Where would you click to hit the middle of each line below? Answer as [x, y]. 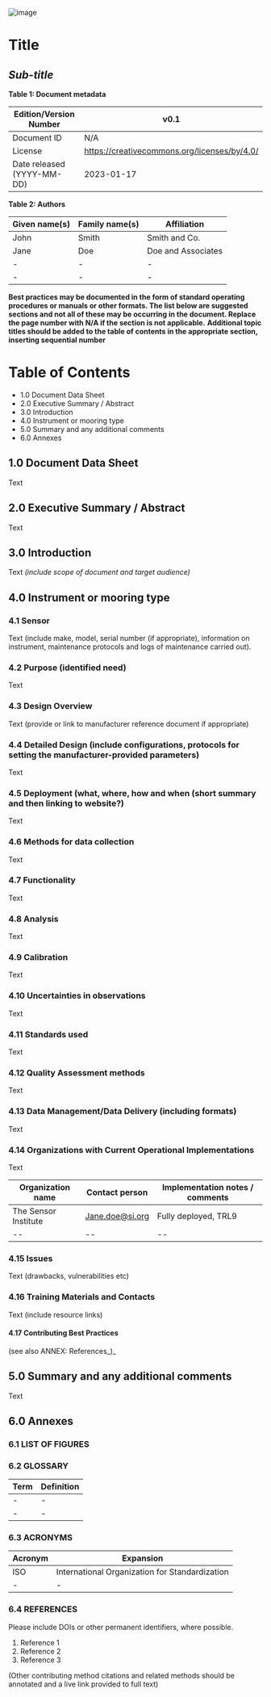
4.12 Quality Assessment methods [77, 1072]
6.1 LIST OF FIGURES [49, 1443]
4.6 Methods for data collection [71, 842]
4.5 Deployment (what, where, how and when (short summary [132, 793]
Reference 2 [40, 1651]
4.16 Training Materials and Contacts [82, 1297]
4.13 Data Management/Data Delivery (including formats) [123, 1112]
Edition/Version [44, 114]
